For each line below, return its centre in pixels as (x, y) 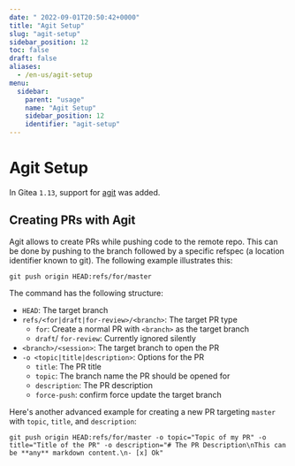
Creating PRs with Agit (72, 221)
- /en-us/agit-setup (55, 75)
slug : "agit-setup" (45, 34)
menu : (19, 83)
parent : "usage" (55, 99)
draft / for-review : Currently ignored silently (116, 338)
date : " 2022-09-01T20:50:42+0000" (75, 17)
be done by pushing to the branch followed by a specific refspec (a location (147, 251)
